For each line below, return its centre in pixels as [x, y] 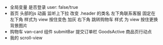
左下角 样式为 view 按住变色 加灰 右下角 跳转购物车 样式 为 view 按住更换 [84, 19]
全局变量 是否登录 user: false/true [44, 7]
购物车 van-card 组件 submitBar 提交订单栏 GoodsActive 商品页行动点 [81, 32]
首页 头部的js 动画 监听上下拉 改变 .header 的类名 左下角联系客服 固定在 [82, 13]
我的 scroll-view [26, 38]
